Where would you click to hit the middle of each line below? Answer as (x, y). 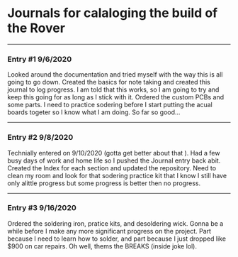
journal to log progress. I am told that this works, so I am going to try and (113, 89)
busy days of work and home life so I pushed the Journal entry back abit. (114, 160)
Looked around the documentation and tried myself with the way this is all (115, 75)
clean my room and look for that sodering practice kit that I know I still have (117, 175)
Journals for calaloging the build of (113, 13)
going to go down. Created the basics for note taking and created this (109, 82)
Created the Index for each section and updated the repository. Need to (112, 168)
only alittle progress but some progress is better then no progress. (104, 183)
